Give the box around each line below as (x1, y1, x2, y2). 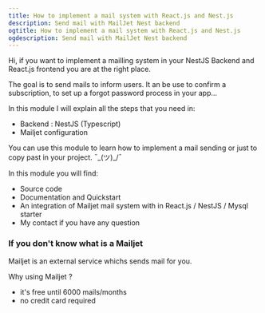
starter (19, 209, 42, 220)
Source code (19, 184, 62, 194)
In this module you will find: (8, 168, 98, 178)
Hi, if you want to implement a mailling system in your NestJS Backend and (8, 56, 255, 65)
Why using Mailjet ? (8, 271, 73, 281)
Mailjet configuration (19, 128, 89, 137)
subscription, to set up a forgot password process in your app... (8, 89, 218, 98)
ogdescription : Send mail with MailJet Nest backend (8, 34, 188, 42)
